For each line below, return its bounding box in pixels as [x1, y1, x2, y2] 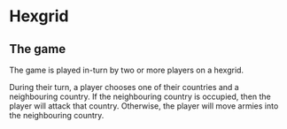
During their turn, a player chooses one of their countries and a [9, 82, 239, 92]
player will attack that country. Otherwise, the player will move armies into [9, 101, 279, 111]
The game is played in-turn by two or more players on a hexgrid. [9, 64, 244, 75]
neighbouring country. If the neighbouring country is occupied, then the [9, 91, 272, 102]
